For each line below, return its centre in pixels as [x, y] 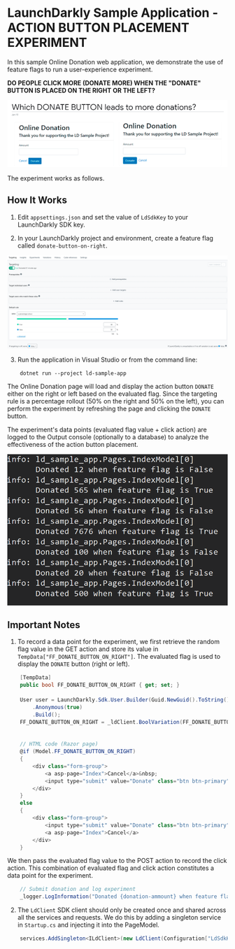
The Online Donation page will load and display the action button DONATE [111, 387]
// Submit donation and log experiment [78, 890]
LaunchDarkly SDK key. [51, 224]
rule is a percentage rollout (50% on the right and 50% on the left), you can [116, 401]
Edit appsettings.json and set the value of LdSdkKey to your [103, 217]
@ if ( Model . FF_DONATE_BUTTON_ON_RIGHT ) [78, 752]
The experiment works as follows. [56, 178]
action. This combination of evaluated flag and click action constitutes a [111, 868]
